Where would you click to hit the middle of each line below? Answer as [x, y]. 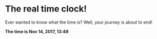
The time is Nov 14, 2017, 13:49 [37, 31]
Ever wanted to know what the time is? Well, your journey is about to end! [79, 22]
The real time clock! [46, 9]
